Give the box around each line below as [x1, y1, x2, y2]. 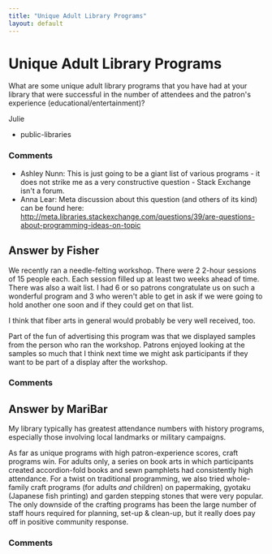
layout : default [8, 19, 63, 28]
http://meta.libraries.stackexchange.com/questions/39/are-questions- [19, 212, 256, 221]
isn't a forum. [19, 186, 65, 195]
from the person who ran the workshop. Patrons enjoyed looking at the [8, 340, 245, 350]
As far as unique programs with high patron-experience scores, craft [8, 448, 239, 458]
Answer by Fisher [8, 244, 100, 258]
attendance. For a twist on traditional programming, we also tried [8, 474, 225, 483]
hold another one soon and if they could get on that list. [8, 299, 194, 309]
